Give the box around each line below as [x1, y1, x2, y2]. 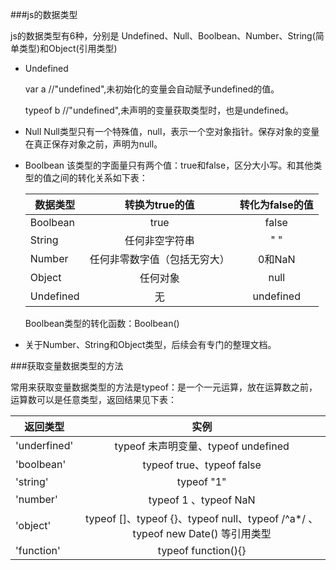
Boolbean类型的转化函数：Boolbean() [24, 318, 180, 329]
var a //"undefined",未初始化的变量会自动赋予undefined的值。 [24, 83, 280, 95]
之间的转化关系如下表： [51, 172, 148, 183]
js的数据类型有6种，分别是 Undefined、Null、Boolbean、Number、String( [10, 30, 316, 42]
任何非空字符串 [124, 234, 195, 247]
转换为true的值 [124, 198, 195, 212]
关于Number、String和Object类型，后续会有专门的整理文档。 [24, 339, 277, 350]
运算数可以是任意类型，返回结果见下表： [10, 394, 177, 405]
